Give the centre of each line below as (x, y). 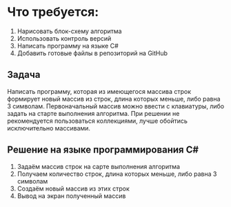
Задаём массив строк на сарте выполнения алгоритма (99, 166)
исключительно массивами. (49, 128)
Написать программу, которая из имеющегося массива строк (99, 91)
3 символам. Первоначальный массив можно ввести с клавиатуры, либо (116, 106)
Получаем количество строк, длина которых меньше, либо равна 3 (117, 174)
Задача (24, 75)
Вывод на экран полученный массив (71, 196)
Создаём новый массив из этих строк (73, 188)
